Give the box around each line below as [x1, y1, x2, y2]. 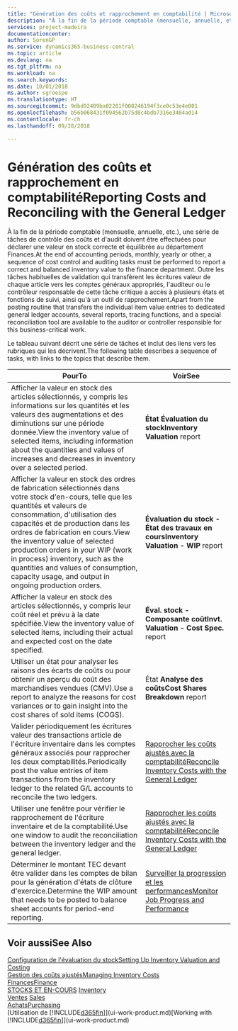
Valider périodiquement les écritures [11, 721, 132, 731]
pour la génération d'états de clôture [11, 877, 132, 887]
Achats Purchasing [7, 1001, 61, 1010]
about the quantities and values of [11, 445, 125, 455]
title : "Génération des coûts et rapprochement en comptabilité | [7, 10, 208, 18]
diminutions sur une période [11, 419, 105, 429]
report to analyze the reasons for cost [11, 692, 137, 702]
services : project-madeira [7, 23, 87, 30]
